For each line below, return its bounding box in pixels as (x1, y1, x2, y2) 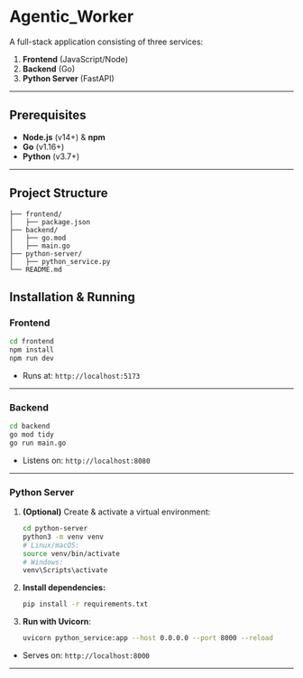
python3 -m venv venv (22, 532, 105, 541)
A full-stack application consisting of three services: (9, 36, 204, 47)
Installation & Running (9, 289, 135, 305)
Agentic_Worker (9, 6, 134, 27)
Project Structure (9, 185, 108, 201)
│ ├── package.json (9, 217, 91, 227)
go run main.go (9, 438, 67, 447)
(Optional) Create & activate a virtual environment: (22, 506, 211, 517)
